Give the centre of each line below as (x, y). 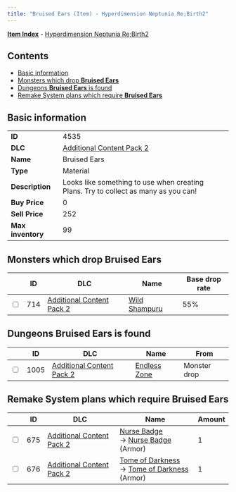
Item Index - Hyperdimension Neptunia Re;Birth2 (78, 34)
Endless (148, 365)
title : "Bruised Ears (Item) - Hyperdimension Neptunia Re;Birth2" (108, 14)
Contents (28, 56)
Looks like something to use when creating (133, 183)
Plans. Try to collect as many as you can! (130, 191)
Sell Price (27, 214)
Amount (211, 419)
